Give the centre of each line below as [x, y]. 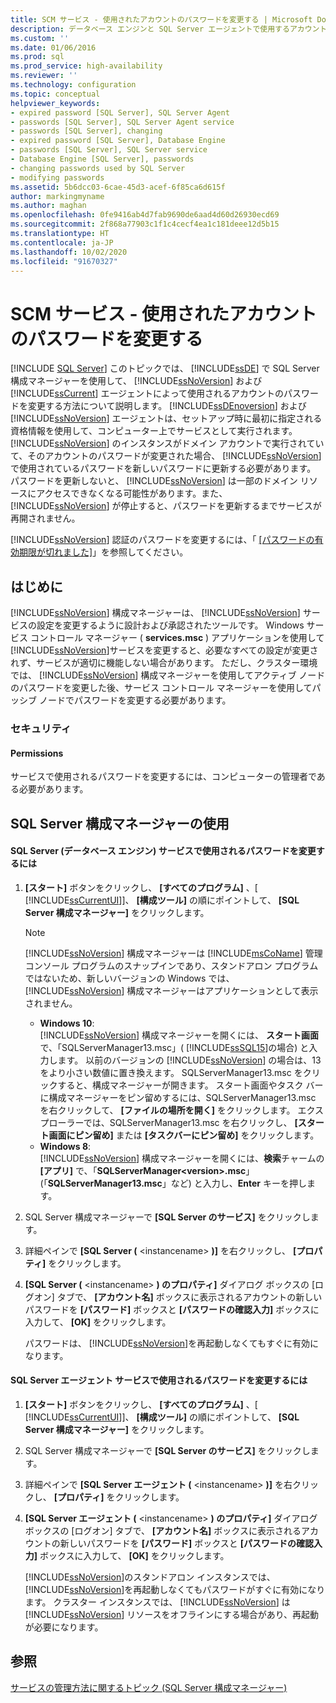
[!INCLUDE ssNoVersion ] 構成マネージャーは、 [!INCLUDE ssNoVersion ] [155, 613]
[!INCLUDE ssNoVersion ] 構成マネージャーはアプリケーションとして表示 [171, 990]
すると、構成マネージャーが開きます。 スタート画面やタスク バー [190, 1085]
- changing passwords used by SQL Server [98, 168]
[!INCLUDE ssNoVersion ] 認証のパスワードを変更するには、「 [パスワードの [162, 540]
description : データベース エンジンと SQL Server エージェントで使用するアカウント [169, 29]
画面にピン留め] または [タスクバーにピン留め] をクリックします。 [184, 1135]
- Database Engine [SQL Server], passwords [102, 159]
